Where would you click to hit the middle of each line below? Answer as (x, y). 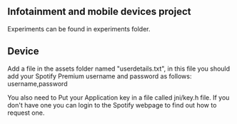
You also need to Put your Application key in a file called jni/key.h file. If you (118, 97)
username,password (37, 83)
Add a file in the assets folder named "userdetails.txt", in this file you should (119, 68)
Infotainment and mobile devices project (99, 12)
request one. (26, 113)
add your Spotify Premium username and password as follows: (100, 76)
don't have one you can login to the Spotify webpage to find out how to (112, 105)
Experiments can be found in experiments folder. (79, 29)
